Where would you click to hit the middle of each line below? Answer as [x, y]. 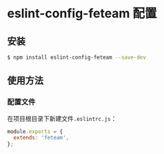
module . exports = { [35, 131]
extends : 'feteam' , [41, 138]
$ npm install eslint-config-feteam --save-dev [77, 57]
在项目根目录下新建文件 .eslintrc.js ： [62, 118]
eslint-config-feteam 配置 [82, 13]
